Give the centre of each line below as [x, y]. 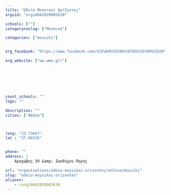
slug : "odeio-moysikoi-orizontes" [42, 175]
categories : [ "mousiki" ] [32, 38]
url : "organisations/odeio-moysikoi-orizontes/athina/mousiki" [74, 170]
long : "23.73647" [24, 133]
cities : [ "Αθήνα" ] [25, 115]
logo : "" [15, 101]
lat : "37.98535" [24, 138]
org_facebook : [20, 51]
